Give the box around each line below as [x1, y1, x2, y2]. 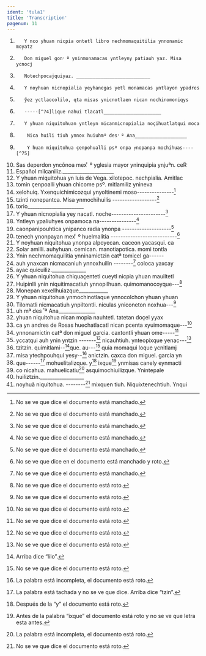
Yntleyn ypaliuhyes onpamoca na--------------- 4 [15, 216, 139, 224]
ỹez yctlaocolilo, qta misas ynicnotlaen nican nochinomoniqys [24, 97, 189, 103]
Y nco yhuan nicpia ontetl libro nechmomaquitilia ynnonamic [24, 38, 183, 45]
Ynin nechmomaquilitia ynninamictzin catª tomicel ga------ [15, 252, 164, 259]
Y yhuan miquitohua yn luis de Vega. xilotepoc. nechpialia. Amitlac [15, 174, 183, 181]
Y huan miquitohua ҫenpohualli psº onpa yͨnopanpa [27, 145, 155, 151]
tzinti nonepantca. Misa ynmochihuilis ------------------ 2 [15, 195, 160, 203]
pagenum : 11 [7, 20, 37, 26]
